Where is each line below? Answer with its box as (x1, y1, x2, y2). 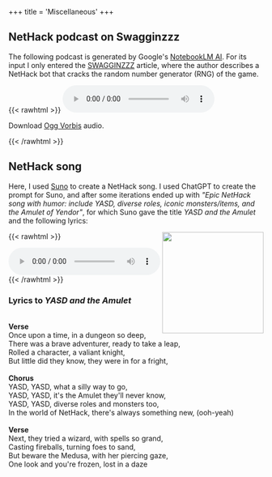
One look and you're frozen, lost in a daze (8, 459, 148, 469)
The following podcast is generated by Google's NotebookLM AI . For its (8, 52, 247, 62)
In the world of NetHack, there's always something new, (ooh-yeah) (8, 407, 235, 417)
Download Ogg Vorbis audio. (8, 121, 104, 130)
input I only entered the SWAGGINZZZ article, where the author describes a (8, 60, 260, 70)
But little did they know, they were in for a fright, (8, 356, 168, 365)
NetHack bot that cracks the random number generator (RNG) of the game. (8, 69, 259, 79)
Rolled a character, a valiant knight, (8, 347, 125, 357)
